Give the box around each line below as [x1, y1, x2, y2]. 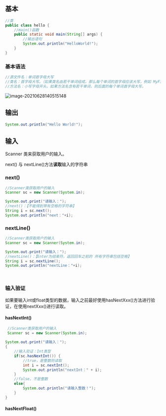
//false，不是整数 [14, 376, 48, 382]
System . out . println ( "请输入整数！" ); [23, 386, 96, 391]
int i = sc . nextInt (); [23, 362, 70, 368]
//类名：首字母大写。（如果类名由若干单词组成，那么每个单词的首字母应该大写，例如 [5, 79, 152, 84]
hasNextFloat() [5, 406, 37, 412]
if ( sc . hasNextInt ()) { [14, 354, 61, 358]
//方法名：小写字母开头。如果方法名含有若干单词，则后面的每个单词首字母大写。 [5, 84, 146, 89]
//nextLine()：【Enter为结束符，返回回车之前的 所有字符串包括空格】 [5, 254, 132, 259]
